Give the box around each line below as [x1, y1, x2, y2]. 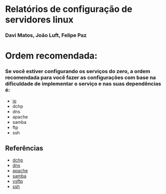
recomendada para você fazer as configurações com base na [5, 74, 156, 81]
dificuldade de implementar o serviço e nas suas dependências [5, 81, 162, 88]
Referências [5, 144, 44, 152]
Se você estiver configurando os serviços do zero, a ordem [5, 68, 151, 75]
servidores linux [5, 14, 74, 25]
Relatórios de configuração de [5, 3, 133, 15]
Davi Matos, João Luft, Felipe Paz [5, 32, 87, 39]
